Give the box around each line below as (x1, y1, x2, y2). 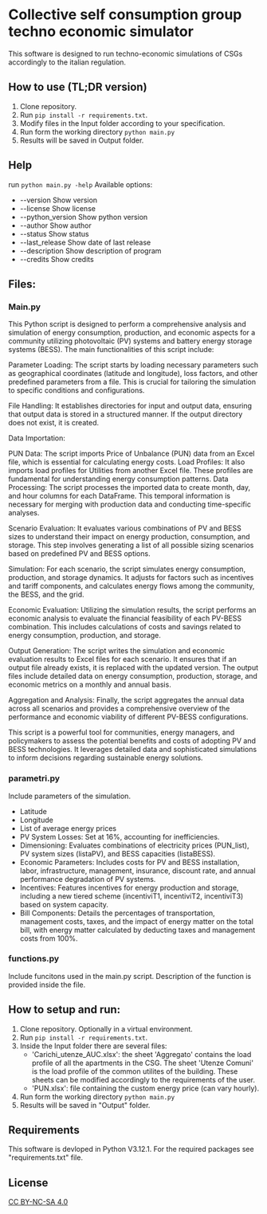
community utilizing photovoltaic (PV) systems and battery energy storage (8, 336, 253, 346)
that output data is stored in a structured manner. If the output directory (8, 409, 243, 419)
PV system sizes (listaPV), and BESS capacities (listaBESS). (19, 848, 216, 858)
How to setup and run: (8, 1003, 121, 1016)
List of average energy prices (19, 823, 117, 833)
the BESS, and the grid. (8, 589, 85, 599)
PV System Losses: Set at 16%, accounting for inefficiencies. (19, 832, 220, 841)
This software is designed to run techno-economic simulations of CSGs (8, 49, 243, 58)
